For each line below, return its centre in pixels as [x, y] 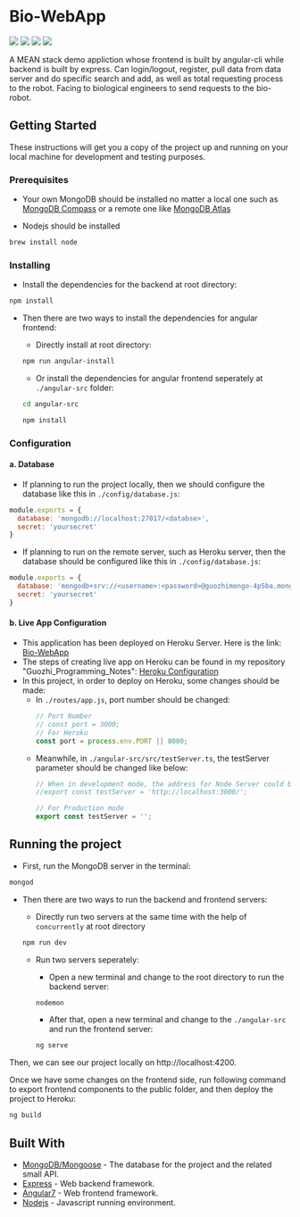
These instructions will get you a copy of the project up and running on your [149, 147]
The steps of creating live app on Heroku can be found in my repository [154, 662]
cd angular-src [50, 404]
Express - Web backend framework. [88, 1184]
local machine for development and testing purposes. [108, 156]
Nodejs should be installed [71, 226]
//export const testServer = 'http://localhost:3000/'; [142, 792]
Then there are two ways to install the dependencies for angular [140, 318]
